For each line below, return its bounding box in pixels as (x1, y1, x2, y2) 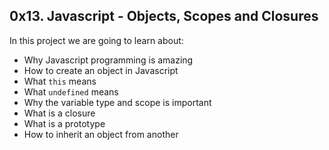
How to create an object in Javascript (23, 64, 179, 76)
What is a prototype (23, 117, 106, 129)
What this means (23, 75, 97, 87)
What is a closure (23, 107, 96, 119)
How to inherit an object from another (23, 128, 179, 140)
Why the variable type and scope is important (23, 96, 212, 108)
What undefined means (23, 85, 119, 98)
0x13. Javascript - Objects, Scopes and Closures (9, 8, 319, 25)
